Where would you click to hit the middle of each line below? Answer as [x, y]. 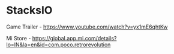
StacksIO [29, 10]
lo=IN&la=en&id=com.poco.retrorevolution [58, 45]
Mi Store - [19, 38]
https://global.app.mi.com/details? [74, 38]
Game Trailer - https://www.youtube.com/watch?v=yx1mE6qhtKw [87, 27]
